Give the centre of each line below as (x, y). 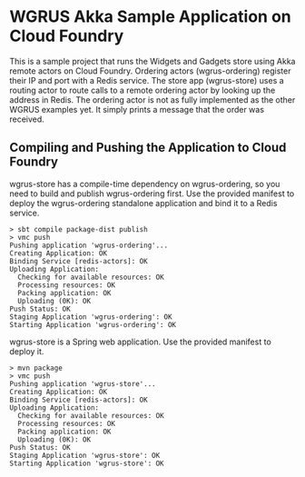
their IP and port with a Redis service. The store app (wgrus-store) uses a (147, 80)
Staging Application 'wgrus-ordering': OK (91, 317)
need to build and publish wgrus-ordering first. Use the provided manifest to (152, 194)
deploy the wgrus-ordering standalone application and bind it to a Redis (143, 203)
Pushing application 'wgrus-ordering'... (89, 245)
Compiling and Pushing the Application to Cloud (148, 148)
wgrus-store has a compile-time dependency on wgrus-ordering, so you (145, 184)
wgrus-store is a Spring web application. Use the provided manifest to (141, 342)
